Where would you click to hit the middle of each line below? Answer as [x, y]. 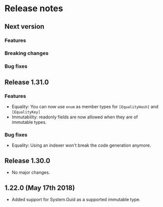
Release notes [34, 9]
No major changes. [31, 172]
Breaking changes [27, 53]
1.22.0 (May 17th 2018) [40, 188]
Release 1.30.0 [28, 160]
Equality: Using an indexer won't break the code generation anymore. [81, 145]
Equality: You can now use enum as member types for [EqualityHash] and [85, 107]
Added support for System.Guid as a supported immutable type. [76, 199]
